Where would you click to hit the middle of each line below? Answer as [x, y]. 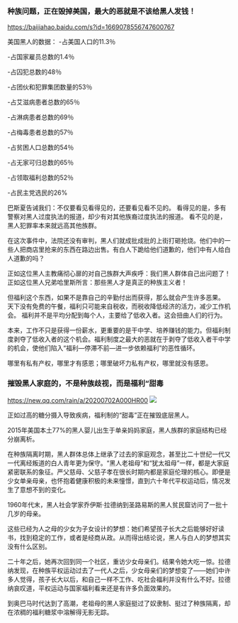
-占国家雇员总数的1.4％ [41, 57]
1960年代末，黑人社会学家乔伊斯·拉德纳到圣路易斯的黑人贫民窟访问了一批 [114, 504]
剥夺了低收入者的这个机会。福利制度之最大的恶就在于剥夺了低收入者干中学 [122, 340]
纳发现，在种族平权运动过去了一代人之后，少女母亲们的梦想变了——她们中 [116, 570]
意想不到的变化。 [44, 489]
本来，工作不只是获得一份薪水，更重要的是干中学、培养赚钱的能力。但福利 [116, 330]
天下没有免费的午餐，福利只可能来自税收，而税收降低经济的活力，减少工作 [116, 306]
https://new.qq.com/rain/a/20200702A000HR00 [78, 400]
